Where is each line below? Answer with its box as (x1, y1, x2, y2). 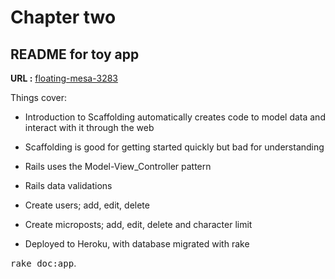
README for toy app (10, 46, 140, 63)
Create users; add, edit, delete (24, 199, 150, 211)
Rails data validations (24, 180, 113, 191)
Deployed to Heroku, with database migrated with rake (24, 238, 250, 250)
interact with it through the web (24, 122, 155, 133)
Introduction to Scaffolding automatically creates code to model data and (24, 111, 326, 123)
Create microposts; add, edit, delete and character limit (24, 219, 253, 230)
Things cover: (10, 92, 68, 103)
